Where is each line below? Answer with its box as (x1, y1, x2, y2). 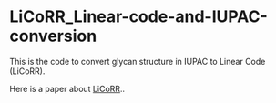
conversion (9, 26, 97, 46)
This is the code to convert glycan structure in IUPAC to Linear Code (9, 56, 266, 67)
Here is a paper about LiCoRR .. (9, 83, 126, 94)
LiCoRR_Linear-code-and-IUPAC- (9, 6, 269, 27)
